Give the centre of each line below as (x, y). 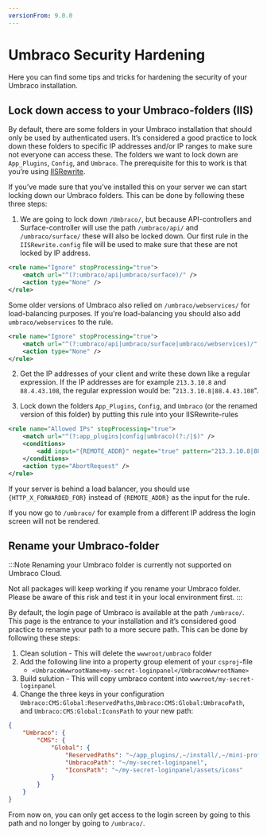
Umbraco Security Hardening (107, 54)
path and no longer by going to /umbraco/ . (77, 822)
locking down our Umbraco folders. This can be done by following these (126, 195)
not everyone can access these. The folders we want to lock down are (123, 155)
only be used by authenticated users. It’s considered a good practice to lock (133, 138)
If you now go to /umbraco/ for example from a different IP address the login (132, 513)
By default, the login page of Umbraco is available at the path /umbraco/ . (126, 613)
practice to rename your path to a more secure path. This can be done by (128, 629)
